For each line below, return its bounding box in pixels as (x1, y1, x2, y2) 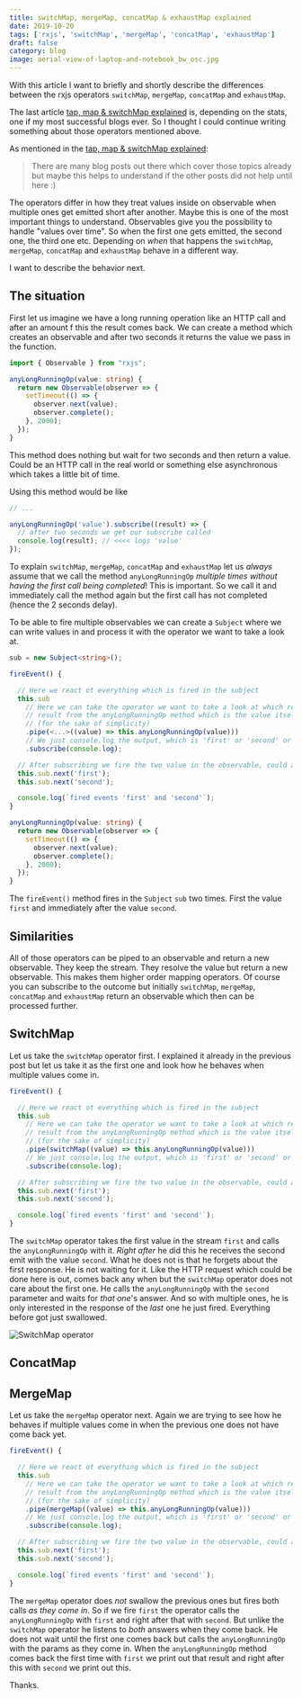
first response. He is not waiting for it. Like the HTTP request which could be (9, 1264, 293, 1275)
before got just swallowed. (9, 1312, 108, 1323)
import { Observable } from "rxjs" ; (9, 358, 147, 367)
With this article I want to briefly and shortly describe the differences (9, 80, 264, 90)
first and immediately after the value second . (9, 903, 177, 913)
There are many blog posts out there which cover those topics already (31, 161, 292, 171)
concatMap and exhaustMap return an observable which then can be (9, 991, 254, 1002)
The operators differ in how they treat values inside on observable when (9, 197, 277, 208)
